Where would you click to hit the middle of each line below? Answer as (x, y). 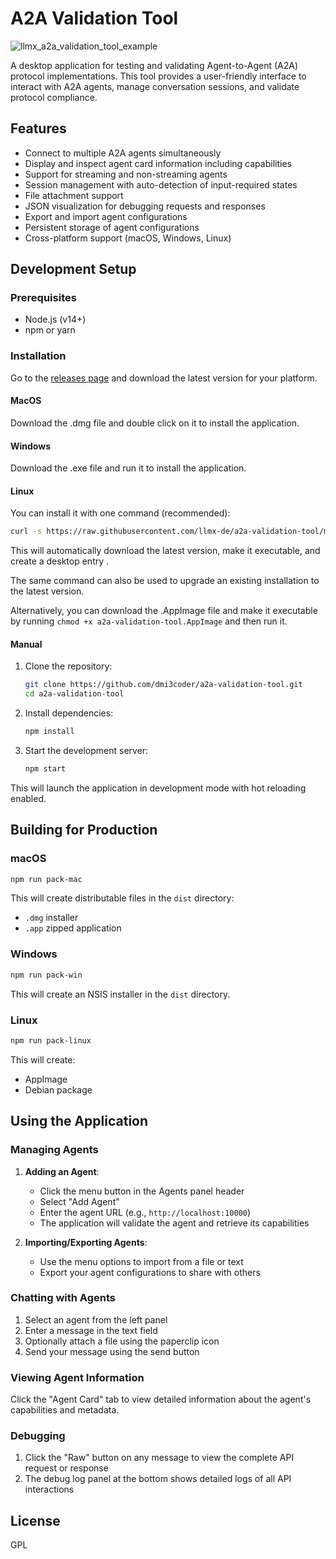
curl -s (26, 532)
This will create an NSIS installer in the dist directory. (120, 994)
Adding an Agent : (62, 1171)
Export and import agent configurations (106, 216)
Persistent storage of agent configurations (112, 227)
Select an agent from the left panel (96, 1319)
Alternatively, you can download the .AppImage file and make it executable (164, 611)
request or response (66, 1468)
